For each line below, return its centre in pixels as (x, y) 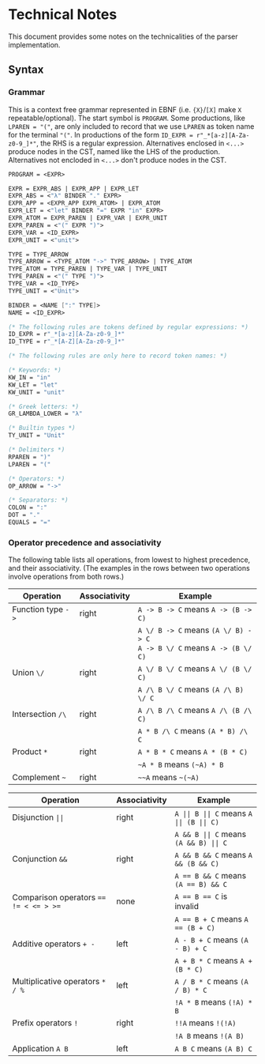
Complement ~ (39, 778)
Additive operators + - (54, 944)
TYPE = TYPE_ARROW (38, 255)
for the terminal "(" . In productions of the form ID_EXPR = (101, 134)
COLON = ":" (28, 507)
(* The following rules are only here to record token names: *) (118, 356)
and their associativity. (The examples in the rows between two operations (129, 568)
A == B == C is (201, 896)
